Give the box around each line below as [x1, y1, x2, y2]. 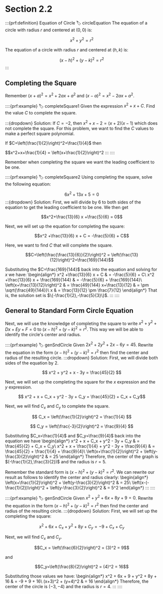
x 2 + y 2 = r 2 [70, 36, 94, 43]
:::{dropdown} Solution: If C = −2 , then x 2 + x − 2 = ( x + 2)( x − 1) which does [5, 119, 158, 126]
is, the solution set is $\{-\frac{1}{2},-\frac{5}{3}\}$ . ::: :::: [5, 292, 120, 298]
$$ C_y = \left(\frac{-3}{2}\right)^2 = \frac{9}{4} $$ [30, 423, 134, 429]
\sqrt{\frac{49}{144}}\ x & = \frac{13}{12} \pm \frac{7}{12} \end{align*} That [5, 287, 157, 293]
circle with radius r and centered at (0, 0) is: [5, 27, 92, 33]
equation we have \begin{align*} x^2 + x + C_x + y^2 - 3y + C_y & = [5, 438, 140, 444]
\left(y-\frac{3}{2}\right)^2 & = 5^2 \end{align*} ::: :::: [50, 484, 156, 490]
